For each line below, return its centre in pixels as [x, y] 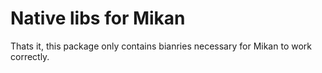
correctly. [30, 56]
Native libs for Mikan [98, 18]
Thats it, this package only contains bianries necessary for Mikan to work [161, 46]
